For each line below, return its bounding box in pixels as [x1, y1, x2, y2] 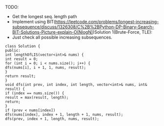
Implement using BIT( [12, 19, 56, 24]
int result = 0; [5, 57, 38, 62]
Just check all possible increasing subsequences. [12, 34, 112, 40]
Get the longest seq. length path [12, 14, 77, 19]
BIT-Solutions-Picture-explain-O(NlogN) [12, 29, 93, 35]
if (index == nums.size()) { [5, 91, 64, 96]
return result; [5, 74, 36, 79]
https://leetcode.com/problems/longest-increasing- [55, 19, 159, 24]
